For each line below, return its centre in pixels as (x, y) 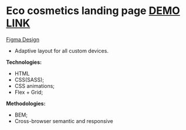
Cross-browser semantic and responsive (64, 121)
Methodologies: (26, 103)
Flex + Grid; (29, 92)
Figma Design (23, 39)
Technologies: (24, 62)
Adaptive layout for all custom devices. (61, 50)
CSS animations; (34, 85)
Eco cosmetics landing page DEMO (93, 11)
